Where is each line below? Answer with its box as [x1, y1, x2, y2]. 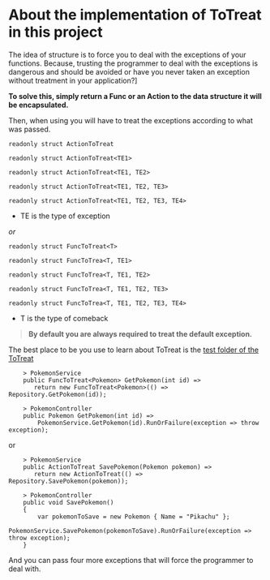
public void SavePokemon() [23, 498, 114, 506]
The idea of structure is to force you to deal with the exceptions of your [8, 49, 246, 59]
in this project [8, 23, 103, 41]
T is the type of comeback [19, 313, 109, 323]
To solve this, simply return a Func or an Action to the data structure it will [8, 91, 262, 101]
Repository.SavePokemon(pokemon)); [8, 477, 129, 485]
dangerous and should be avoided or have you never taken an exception [8, 67, 250, 76]
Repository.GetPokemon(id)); [8, 390, 107, 398]
